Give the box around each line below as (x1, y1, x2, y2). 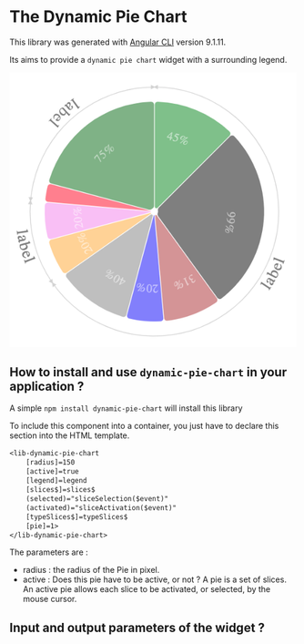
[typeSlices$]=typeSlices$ (25, 513, 128, 522)
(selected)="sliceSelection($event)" (25, 495, 169, 504)
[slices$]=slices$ (25, 486, 96, 495)
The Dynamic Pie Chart (9, 6, 188, 27)
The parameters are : (9, 547, 88, 557)
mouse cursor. (22, 594, 77, 605)
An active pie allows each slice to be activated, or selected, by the (22, 584, 271, 595)
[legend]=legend (25, 476, 88, 486)
